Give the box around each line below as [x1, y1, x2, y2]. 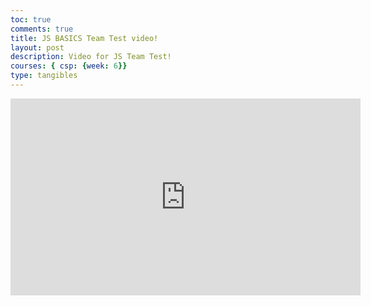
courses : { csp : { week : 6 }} [10, 61, 128, 71]
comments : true [10, 24, 74, 34]
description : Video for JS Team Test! [10, 52, 172, 62]
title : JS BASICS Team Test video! [10, 33, 159, 43]
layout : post [10, 42, 65, 53]
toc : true [10, 14, 52, 25]
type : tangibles [10, 71, 78, 81]
